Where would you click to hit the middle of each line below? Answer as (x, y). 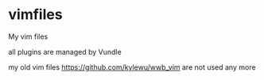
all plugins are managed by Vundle (65, 51)
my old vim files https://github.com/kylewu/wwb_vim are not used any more (132, 67)
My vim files (28, 36)
